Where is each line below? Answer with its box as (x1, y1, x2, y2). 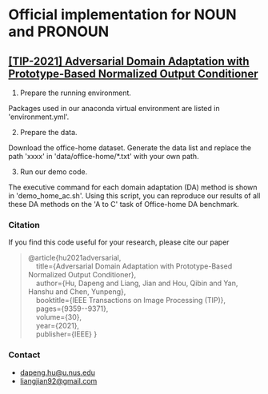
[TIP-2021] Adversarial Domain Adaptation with (8, 54, 250, 68)
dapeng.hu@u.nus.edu (19, 368, 96, 377)
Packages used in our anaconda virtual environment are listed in (8, 104, 220, 113)
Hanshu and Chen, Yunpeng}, (27, 287, 126, 296)
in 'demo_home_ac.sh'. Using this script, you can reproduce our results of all (8, 191, 261, 201)
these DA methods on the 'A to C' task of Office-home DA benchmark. (8, 200, 240, 209)
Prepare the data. (19, 128, 78, 137)
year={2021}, (35, 321, 80, 331)
